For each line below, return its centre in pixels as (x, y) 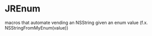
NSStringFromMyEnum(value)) (37, 27)
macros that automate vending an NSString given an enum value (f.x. (76, 22)
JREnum (23, 9)
